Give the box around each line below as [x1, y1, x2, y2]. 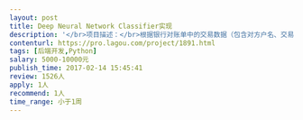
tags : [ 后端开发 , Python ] [9, 47, 97, 56]
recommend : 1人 [9, 88, 65, 97]
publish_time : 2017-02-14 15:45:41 [9, 64, 143, 73]
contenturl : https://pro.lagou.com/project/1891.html [9, 38, 216, 48]
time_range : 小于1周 [9, 97, 83, 106]
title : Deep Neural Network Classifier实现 [9, 22, 173, 31]
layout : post [9, 13, 59, 23]
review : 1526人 [9, 72, 65, 81]
